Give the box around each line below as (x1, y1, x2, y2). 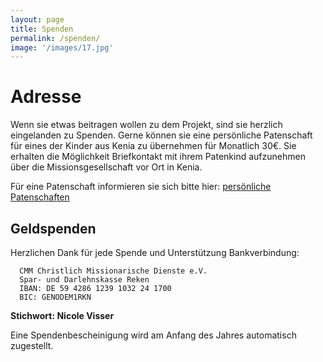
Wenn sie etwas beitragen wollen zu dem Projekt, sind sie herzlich (10, 119, 283, 131)
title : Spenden (10, 24, 74, 34)
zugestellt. (10, 340, 54, 351)
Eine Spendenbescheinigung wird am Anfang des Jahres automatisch (10, 329, 297, 341)
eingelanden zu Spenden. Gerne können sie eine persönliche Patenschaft (10, 129, 313, 141)
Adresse (10, 86, 82, 108)
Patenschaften (10, 191, 70, 203)
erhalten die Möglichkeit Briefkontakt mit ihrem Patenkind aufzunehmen (10, 151, 306, 163)
